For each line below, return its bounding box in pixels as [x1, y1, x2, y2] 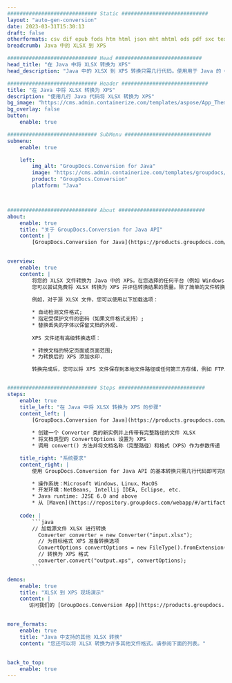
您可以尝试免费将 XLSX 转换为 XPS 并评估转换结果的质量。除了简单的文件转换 [32, 283, 226, 290]
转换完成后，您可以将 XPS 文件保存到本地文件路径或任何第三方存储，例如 [32, 366, 212, 373]
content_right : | [19, 461, 70, 468]
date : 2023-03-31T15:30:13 [7, 23, 85, 30]
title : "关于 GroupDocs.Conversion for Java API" [19, 226, 164, 233]
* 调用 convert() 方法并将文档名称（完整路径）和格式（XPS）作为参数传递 [32, 442, 220, 449]
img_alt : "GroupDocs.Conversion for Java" [32, 163, 156, 170]
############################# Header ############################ [7, 80, 209, 87]
